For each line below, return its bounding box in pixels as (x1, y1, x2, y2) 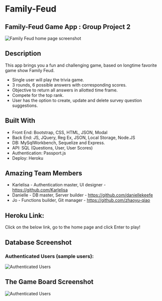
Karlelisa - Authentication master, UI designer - (12, 182, 106, 188)
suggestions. (12, 103, 38, 108)
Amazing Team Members (5, 169, 82, 178)
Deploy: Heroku (12, 155, 44, 161)
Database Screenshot (5, 238, 72, 246)
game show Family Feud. (5, 67, 55, 73)
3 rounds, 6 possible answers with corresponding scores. (12, 82, 127, 88)
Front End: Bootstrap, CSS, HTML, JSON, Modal (12, 129, 108, 135)
